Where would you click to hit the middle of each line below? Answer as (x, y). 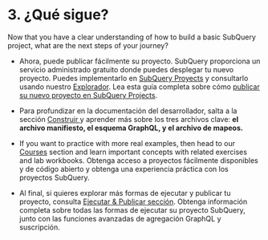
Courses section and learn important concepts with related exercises (133, 152)
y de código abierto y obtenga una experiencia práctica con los (124, 169)
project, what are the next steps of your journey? (88, 45)
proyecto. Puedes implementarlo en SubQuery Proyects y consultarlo (134, 78)
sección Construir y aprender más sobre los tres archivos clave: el (128, 119)
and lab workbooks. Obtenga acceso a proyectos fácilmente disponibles (138, 160)
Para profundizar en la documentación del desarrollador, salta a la (128, 111)
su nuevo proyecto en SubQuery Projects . (88, 95)
